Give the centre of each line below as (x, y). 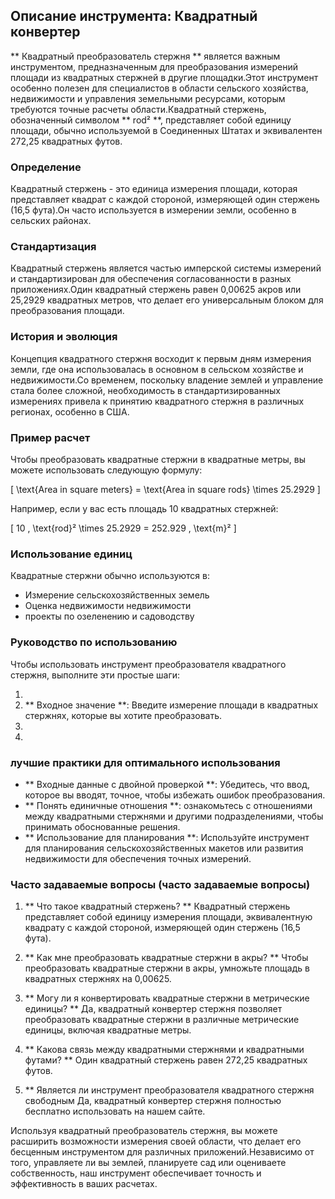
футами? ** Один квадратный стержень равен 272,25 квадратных (166, 1060)
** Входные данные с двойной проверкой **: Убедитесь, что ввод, (167, 784)
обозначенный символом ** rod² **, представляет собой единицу (151, 120)
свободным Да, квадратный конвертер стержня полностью (153, 1101)
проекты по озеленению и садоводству (109, 616)
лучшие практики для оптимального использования (145, 762)
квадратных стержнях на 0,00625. (98, 979)
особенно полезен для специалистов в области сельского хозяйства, (159, 88)
